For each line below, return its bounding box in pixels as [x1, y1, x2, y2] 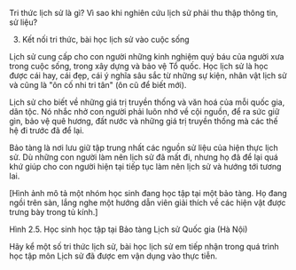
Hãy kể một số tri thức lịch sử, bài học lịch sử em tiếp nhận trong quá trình [9, 242, 279, 251]
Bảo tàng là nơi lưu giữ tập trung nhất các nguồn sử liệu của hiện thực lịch [9, 142, 279, 153]
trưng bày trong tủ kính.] [9, 207, 98, 217]
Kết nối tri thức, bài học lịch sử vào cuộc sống [21, 35, 190, 44]
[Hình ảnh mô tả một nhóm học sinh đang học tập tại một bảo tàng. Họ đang [9, 188, 288, 198]
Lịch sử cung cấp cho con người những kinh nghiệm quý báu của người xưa [9, 52, 284, 61]
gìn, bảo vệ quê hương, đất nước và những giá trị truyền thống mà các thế [9, 115, 278, 126]
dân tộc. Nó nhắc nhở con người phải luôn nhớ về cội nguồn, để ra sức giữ [9, 107, 280, 116]
